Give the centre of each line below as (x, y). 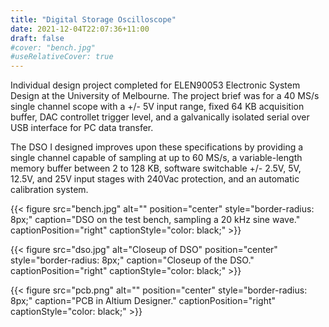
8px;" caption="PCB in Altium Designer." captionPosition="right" (143, 301)
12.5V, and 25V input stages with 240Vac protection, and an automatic (155, 179)
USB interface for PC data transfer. (82, 128)
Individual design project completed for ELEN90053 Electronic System (155, 85)
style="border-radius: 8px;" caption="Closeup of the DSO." (132, 260)
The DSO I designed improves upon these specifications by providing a (157, 147)
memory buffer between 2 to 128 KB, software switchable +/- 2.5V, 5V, (156, 168)
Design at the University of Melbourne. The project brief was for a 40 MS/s (165, 96)
